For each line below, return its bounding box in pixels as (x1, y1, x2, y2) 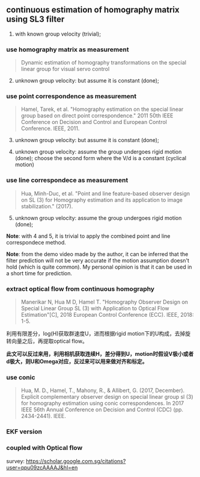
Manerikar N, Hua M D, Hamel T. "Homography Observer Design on (20, 298, 188, 305)
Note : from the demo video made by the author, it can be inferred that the (6, 250, 189, 258)
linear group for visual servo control (20, 66, 110, 73)
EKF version (6, 428, 42, 436)
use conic (6, 373, 35, 381)
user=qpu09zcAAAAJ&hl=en (6, 464, 78, 471)
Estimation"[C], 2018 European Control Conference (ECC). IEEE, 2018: (20, 311, 194, 318)
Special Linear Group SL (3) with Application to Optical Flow (20, 305, 169, 312)
